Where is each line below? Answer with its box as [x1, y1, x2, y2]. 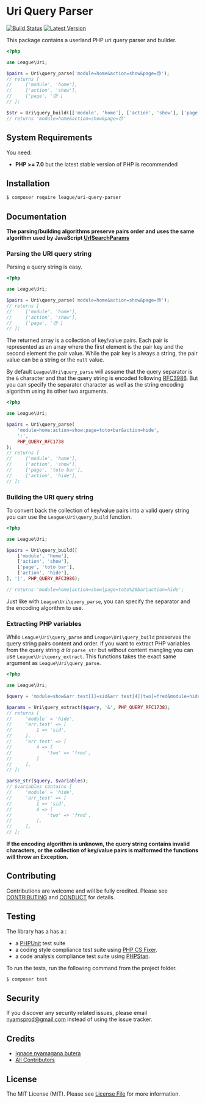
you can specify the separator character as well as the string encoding [6, 381, 184, 388]
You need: [6, 149, 32, 156]
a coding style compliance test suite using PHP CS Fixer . [15, 946, 157, 953]
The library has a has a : [6, 927, 67, 935]
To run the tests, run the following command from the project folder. [6, 964, 177, 971]
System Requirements [6, 133, 93, 143]
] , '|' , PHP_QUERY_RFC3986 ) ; [6, 576, 81, 582]
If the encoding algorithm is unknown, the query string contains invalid [6, 840, 190, 848]
